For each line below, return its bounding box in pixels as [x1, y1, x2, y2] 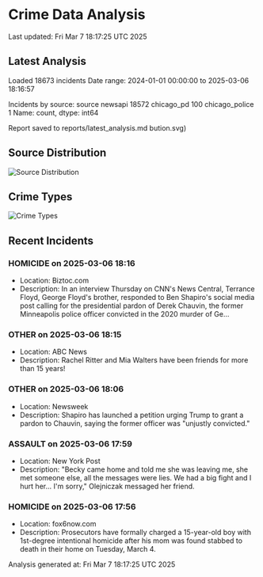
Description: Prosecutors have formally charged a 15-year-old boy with [19, 528, 252, 537]
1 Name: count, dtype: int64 [8, 108, 99, 117]
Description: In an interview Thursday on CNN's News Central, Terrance [19, 284, 255, 294]
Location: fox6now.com [19, 519, 97, 529]
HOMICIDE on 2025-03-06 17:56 [8, 501, 136, 512]
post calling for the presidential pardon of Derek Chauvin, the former [19, 301, 244, 310]
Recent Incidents [8, 233, 93, 247]
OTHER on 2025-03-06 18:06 [8, 384, 124, 395]
